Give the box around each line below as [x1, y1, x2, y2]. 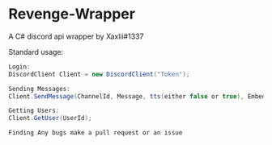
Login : [8, 62, 31, 71]
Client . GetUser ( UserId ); [8, 114, 92, 122]
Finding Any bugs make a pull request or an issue [8, 129, 183, 137]
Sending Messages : [8, 85, 70, 93]
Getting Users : [8, 106, 60, 115]
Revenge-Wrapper [8, 5, 136, 23]
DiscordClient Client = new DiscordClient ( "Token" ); [8, 70, 190, 78]
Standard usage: [8, 47, 64, 56]
